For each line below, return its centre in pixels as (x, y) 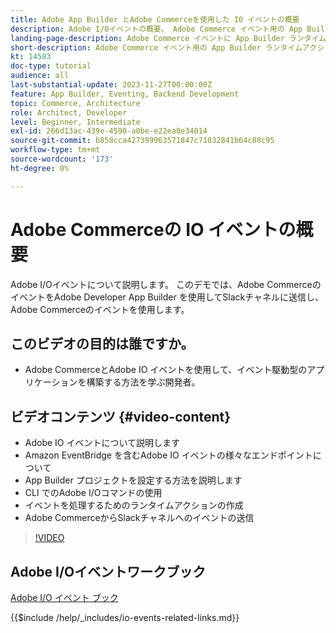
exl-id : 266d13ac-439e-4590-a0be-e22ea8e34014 (109, 131)
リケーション (51, 382)
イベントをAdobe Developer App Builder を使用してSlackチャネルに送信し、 (167, 297)
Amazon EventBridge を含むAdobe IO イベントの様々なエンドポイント (168, 455)
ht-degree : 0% (40, 168)
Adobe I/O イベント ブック (64, 597)
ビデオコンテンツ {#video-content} (121, 416)
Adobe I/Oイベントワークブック (108, 571)
